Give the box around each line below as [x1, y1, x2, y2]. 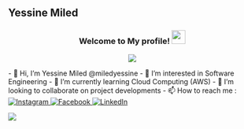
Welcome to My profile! [78, 35, 171, 46]
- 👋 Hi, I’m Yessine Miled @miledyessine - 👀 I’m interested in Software [8, 68, 235, 78]
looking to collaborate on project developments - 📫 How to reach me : [8, 86, 238, 95]
